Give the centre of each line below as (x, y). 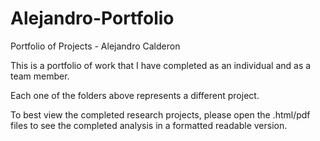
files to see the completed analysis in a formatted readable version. (149, 125)
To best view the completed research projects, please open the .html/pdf (160, 114)
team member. (40, 76)
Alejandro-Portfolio (92, 18)
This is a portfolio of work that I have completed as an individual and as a (161, 65)
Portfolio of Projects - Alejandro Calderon (95, 46)
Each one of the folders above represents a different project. (135, 95)
